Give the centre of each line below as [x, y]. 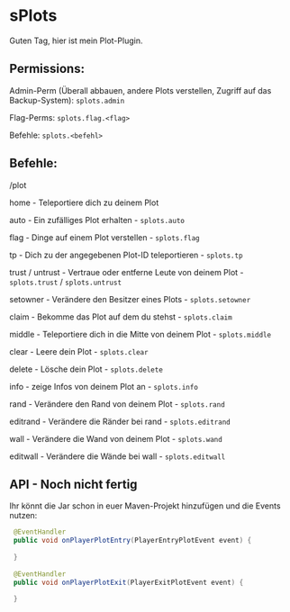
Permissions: [47, 69]
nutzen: [23, 516]
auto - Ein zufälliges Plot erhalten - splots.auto [97, 220]
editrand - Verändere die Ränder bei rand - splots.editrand [120, 421]
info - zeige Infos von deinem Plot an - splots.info [104, 386]
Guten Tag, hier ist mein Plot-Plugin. [76, 40]
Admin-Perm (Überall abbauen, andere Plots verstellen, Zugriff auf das [140, 90]
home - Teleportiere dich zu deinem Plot [84, 202]
